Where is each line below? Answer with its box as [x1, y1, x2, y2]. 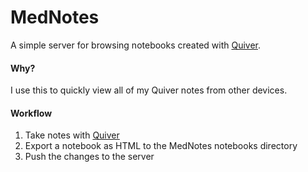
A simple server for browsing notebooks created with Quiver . [10, 39, 262, 51]
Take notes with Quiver [24, 129, 120, 141]
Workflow [10, 107, 53, 119]
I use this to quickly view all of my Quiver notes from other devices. [10, 84, 288, 96]
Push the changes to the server [24, 151, 155, 163]
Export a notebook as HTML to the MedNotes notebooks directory [24, 140, 298, 152]
